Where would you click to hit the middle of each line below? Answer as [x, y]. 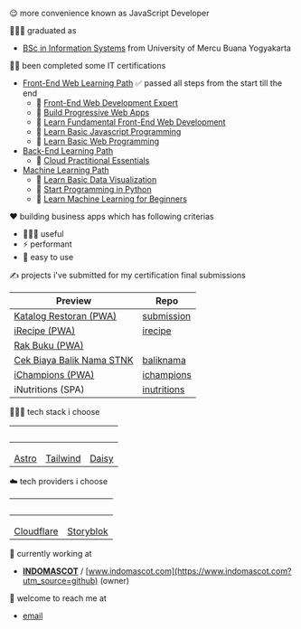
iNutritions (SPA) [49, 390]
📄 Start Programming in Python [94, 189]
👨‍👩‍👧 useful [43, 234]
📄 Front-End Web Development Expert [107, 103]
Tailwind [63, 458]
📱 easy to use [48, 257]
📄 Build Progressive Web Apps [93, 113]
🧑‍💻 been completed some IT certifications [88, 66]
